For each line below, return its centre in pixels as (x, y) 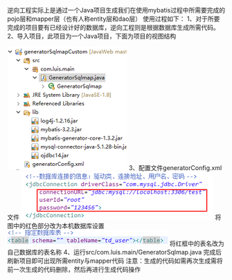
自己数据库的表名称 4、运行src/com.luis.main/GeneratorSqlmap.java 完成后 (115, 252)
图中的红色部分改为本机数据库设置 (56, 226)
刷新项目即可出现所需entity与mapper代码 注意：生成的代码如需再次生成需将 (115, 261)
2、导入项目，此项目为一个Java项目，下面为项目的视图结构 (92, 36)
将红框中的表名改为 (197, 243)
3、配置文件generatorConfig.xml (175, 168)
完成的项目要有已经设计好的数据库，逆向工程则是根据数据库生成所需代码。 (113, 27)
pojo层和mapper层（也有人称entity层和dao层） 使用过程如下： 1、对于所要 (114, 19)
